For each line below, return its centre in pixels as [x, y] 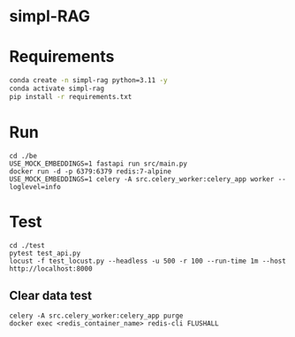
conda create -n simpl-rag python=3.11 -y [88, 80]
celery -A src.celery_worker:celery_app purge [96, 316]
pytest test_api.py [45, 253]
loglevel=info [35, 187]
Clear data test [51, 296]
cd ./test [27, 245]
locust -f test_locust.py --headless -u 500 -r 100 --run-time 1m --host [148, 261]
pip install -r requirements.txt [71, 96]
